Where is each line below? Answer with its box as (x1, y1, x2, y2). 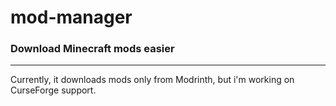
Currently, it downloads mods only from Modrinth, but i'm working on (10, 74, 295, 86)
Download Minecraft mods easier (10, 42, 175, 56)
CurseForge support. (10, 84, 97, 96)
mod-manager (10, 6, 133, 29)
